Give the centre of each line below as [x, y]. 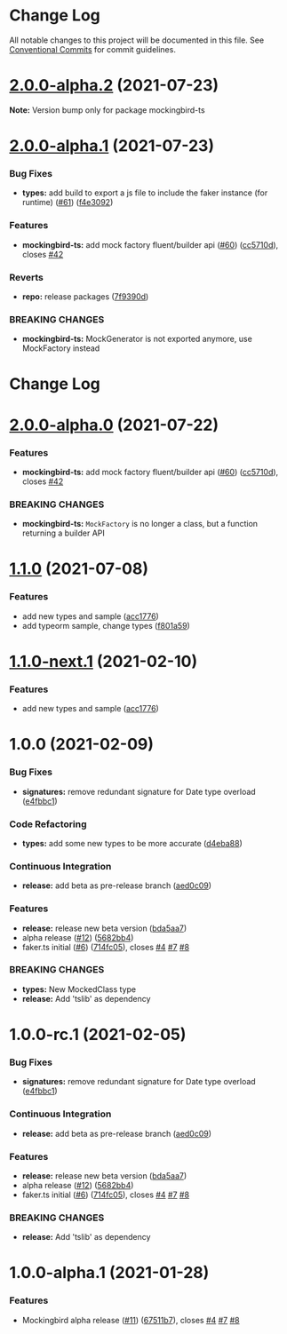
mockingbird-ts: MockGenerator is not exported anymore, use [137, 339]
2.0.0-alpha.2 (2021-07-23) [114, 86]
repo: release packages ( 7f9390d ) [85, 296]
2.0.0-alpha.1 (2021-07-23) [112, 146]
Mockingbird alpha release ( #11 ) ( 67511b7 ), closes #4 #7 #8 [131, 1320]
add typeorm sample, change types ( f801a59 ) [106, 625]
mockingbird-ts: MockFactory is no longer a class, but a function [140, 524]
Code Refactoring [48, 824]
